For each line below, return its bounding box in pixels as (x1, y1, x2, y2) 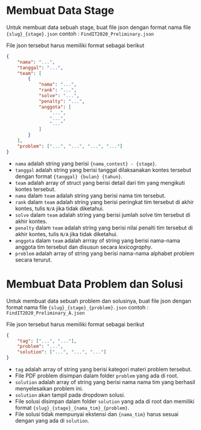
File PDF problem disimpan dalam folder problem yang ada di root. (14, 372, 179, 379)
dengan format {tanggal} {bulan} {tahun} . (14, 173, 123, 180)
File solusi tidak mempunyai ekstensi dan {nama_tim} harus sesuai (14, 411, 179, 417)
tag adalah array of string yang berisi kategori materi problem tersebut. (14, 366, 192, 373)
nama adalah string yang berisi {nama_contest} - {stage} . (14, 159, 157, 167)
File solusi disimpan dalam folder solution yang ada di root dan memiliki (14, 398, 195, 405)
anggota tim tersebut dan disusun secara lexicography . (14, 243, 153, 251)
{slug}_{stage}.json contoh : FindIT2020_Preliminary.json (6, 30, 154, 37)
